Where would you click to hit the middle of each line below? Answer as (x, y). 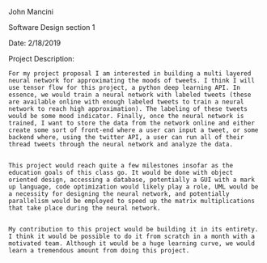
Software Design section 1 (52, 27)
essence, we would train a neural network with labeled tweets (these (130, 95)
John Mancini (31, 12)
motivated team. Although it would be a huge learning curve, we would (131, 244)
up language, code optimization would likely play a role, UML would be (133, 187)
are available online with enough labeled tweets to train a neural (126, 102)
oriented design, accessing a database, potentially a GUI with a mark (131, 180)
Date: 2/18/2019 (35, 43)
